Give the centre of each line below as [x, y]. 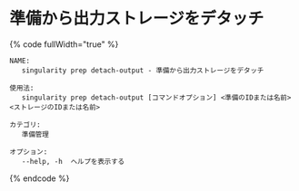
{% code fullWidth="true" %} [64, 44]
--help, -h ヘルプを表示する [73, 161]
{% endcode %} [40, 178]
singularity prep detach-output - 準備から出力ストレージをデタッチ [143, 70]
